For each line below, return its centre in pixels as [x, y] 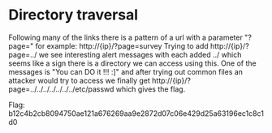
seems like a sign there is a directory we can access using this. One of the [133, 63]
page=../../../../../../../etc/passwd [61, 89]
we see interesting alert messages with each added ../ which [140, 54]
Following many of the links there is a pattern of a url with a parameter [126, 37]
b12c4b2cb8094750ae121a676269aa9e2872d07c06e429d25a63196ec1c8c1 [136, 113]
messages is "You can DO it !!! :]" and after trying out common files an [126, 71]
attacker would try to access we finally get [79, 80]
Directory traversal [73, 15]
